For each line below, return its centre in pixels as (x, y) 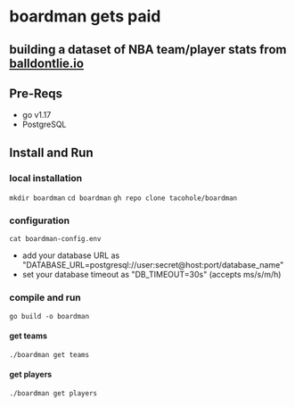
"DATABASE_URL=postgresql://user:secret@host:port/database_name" (153, 265)
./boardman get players (53, 394)
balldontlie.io (47, 63)
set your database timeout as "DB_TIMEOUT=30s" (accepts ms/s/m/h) (152, 275)
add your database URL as (71, 255)
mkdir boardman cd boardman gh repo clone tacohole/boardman (123, 198)
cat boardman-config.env (55, 239)
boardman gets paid (85, 17)
